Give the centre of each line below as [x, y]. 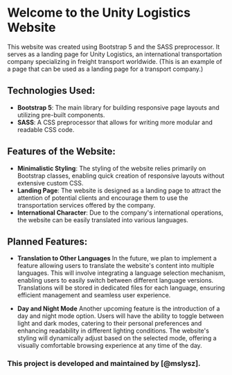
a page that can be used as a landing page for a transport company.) [105, 69]
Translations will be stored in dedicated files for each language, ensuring [121, 288]
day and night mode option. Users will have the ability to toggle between [121, 316]
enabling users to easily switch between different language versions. [115, 281]
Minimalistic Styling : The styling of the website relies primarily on [111, 168]
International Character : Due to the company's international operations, [120, 212]
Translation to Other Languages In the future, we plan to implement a [117, 258]
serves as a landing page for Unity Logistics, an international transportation [115, 54]
